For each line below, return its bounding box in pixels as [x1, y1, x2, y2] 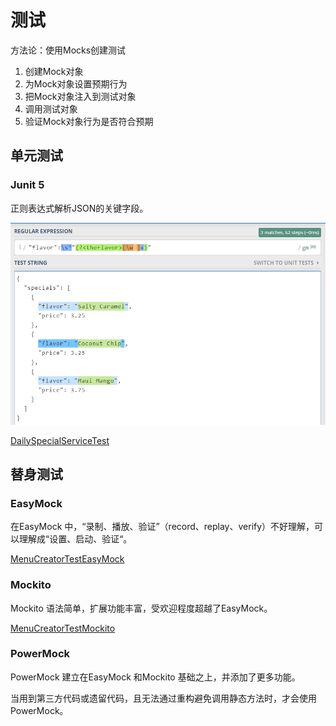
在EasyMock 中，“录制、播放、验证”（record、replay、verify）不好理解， [10, 521, 315, 533]
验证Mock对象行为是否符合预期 [24, 115, 154, 127]
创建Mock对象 [24, 65, 84, 77]
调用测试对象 [24, 102, 78, 115]
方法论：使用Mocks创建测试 [10, 44, 127, 56]
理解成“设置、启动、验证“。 [18, 533, 133, 545]
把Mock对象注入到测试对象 [24, 90, 137, 102]
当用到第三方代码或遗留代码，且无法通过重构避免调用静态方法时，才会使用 [10, 692, 317, 704]
